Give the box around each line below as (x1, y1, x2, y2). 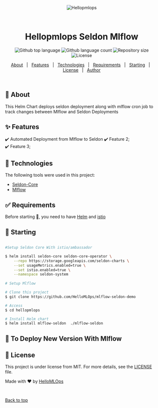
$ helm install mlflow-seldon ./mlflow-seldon (5, 321, 104, 326)
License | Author (62, 67, 101, 73)
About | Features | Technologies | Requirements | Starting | (11, 62, 150, 68)
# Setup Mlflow (5, 281, 36, 286)
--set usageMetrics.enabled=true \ (14, 263, 86, 268)
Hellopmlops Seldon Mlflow (25, 31, 139, 42)
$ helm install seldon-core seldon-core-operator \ (5, 254, 112, 259)
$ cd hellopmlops (5, 308, 40, 313)
